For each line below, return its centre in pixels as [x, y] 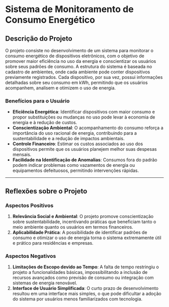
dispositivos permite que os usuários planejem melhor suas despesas [84, 149]
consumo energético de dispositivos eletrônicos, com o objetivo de [75, 56]
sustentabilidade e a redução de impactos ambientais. [68, 139]
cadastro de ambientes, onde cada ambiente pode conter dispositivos [78, 72]
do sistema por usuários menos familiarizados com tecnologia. [77, 299]
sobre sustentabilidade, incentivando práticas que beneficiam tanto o [84, 222]
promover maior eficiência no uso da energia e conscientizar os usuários [81, 61]
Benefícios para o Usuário [37, 100]
